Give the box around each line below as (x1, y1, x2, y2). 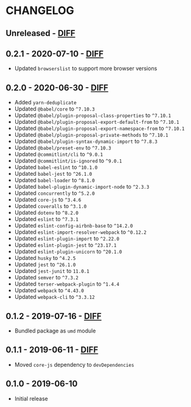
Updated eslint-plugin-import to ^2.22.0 (14, 235, 120, 242)
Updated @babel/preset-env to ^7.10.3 (14, 144, 111, 151)
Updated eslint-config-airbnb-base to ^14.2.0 (14, 222, 133, 229)
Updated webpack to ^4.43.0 (14, 287, 85, 294)
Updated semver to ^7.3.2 (14, 274, 78, 281)
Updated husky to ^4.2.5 (14, 254, 76, 262)
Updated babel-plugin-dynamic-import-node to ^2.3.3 (14, 183, 150, 190)
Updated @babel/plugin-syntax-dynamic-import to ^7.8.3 (14, 138, 158, 145)
